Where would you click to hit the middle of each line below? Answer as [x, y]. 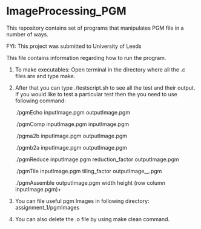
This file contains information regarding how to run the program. [86, 58]
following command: [41, 101]
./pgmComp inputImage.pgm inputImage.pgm [72, 124]
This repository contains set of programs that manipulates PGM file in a [95, 28]
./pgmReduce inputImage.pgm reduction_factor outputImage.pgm [97, 159]
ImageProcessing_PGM [66, 11]
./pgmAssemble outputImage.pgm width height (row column [90, 182]
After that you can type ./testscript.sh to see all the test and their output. [105, 88]
